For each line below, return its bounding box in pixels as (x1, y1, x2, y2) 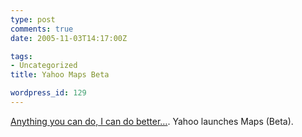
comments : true (10, 24, 74, 34)
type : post (10, 14, 56, 25)
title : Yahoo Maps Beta (10, 70, 110, 80)
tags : (10, 51, 33, 61)
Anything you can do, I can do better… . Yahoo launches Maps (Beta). (10, 115, 294, 127)
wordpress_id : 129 (10, 88, 87, 98)
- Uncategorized (10, 61, 78, 71)
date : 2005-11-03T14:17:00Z (10, 33, 128, 43)
